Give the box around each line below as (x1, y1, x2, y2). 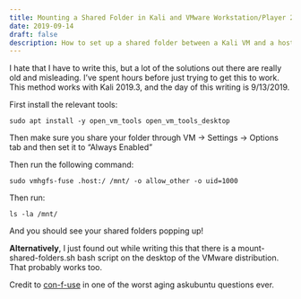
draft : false (9, 30, 58, 39)
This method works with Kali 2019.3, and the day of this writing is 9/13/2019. (9, 82, 290, 92)
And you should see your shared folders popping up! (9, 225, 204, 236)
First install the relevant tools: (9, 100, 118, 110)
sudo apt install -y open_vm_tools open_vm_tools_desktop (9, 117, 230, 126)
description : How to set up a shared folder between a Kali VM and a (9, 38, 275, 48)
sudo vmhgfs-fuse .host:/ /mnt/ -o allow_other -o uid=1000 (9, 177, 239, 186)
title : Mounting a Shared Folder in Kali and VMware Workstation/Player (9, 13, 287, 22)
